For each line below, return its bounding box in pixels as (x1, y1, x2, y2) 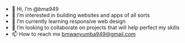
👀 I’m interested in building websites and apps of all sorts (11, 12, 150, 19)
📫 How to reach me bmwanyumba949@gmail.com (11, 31, 136, 37)
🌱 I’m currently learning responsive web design (11, 18, 126, 24)
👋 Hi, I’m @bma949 (11, 6, 59, 12)
